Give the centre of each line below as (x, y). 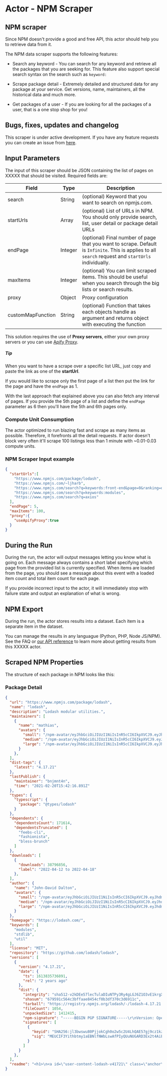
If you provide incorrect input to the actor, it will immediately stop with (77, 588)
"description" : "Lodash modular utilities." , (58, 712)
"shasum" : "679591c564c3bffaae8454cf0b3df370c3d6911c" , (82, 999)
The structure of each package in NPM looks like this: (60, 674)
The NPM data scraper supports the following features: (62, 54)
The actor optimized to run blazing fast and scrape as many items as (75, 430)
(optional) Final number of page (119, 238)
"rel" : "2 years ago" (45, 981)
